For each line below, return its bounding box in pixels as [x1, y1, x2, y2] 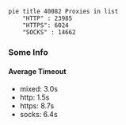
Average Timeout [8, 66, 67, 76]
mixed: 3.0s [19, 84, 58, 94]
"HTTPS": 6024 [22, 21, 69, 29]
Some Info [8, 46, 49, 57]
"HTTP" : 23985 [22, 14, 73, 22]
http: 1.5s [19, 92, 50, 103]
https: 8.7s [19, 101, 55, 111]
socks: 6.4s [19, 110, 58, 119]
